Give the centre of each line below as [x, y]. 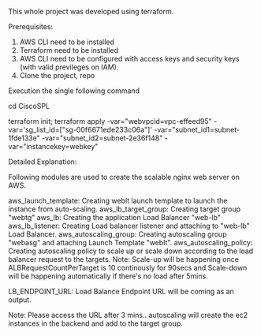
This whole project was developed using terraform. [91, 11]
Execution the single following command [74, 91]
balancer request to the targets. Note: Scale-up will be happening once [123, 259]
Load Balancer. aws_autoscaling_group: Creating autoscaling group [117, 234]
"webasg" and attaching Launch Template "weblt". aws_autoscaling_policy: [130, 243]
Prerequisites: [31, 26]
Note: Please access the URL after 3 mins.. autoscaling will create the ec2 [128, 315]
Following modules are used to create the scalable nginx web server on [124, 177]
